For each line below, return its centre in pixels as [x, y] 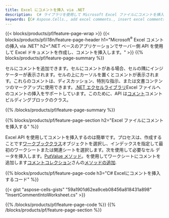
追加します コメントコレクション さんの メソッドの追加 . [61, 163]
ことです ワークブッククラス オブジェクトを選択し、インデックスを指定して [82, 143]
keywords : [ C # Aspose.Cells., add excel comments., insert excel [75, 19]
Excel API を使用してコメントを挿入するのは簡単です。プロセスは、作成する [83, 137]
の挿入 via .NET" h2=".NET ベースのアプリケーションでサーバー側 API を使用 [84, 46]
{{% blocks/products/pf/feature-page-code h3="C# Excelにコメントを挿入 [83, 173]
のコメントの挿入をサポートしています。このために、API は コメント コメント [84, 94]
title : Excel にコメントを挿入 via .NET [45, 10]
